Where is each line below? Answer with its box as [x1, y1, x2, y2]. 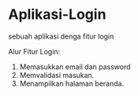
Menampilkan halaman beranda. [19, 79, 125, 88]
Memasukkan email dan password [19, 61, 132, 72]
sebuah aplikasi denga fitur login [8, 31, 114, 41]
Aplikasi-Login [8, 6, 106, 24]
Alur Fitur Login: [8, 46, 61, 56]
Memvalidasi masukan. [19, 70, 95, 79]
